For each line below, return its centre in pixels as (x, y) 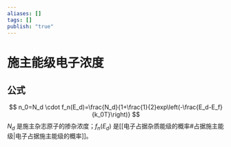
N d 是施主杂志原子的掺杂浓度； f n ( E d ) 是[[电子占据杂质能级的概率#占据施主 (113, 127)
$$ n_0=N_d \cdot (35, 107)
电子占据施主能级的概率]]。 (53, 136)
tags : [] (20, 20)
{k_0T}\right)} (111, 115)
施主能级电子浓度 (56, 62)
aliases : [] (24, 13)
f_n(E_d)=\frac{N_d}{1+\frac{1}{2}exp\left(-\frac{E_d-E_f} (142, 107)
